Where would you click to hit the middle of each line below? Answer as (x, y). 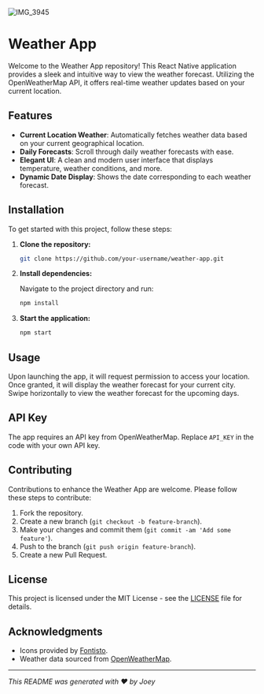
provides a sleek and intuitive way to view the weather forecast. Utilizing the (132, 74)
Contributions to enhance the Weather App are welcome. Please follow (123, 489)
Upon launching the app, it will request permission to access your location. (129, 376)
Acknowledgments (56, 631)
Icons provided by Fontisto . (64, 651)
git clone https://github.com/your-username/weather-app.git (122, 259)
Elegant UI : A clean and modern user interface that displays (116, 160)
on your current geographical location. (82, 143)
